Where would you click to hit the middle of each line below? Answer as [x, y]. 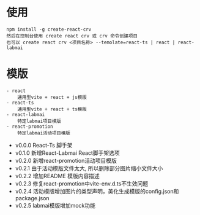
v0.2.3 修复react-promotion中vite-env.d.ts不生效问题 [82, 183]
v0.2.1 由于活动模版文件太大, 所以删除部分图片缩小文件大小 [89, 168]
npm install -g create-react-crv [49, 29]
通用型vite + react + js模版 [52, 97]
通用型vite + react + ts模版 [52, 109]
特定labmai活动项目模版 [44, 133]
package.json [32, 198]
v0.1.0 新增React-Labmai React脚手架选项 [68, 153]
